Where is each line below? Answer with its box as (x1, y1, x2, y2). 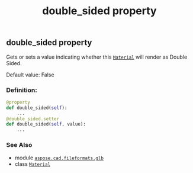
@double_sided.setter (6, 116, 60, 122)
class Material (14, 161, 51, 168)
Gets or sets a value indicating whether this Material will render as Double (6, 53, 188, 60)
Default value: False (6, 71, 54, 78)
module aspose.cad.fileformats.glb (14, 154, 104, 161)
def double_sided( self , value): (6, 121, 86, 127)
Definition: (6, 86, 37, 94)
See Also (6, 141, 33, 149)
